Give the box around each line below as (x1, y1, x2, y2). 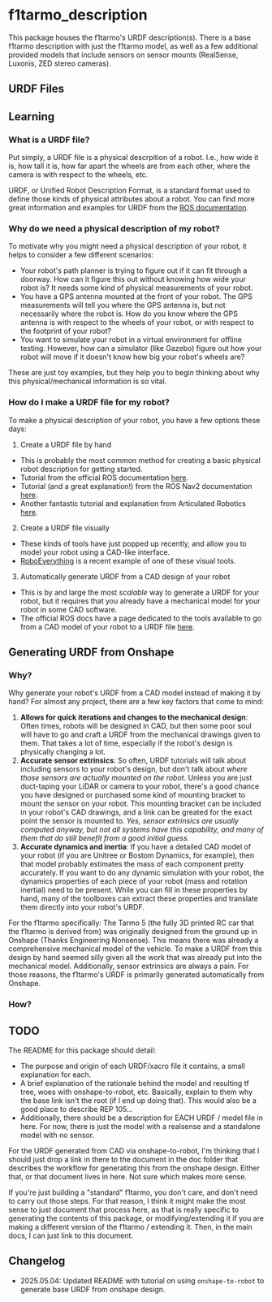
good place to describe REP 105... (19, 1105, 133, 1114)
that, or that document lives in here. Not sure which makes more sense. (8, 1172, 248, 1182)
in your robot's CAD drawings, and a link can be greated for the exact (19, 807, 253, 817)
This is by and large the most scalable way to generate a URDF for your (19, 587, 260, 597)
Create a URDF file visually (19, 522, 110, 533)
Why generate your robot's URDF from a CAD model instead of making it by (8, 688, 261, 698)
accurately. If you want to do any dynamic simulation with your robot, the (19, 867, 265, 878)
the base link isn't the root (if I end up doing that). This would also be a (19, 1096, 257, 1105)
